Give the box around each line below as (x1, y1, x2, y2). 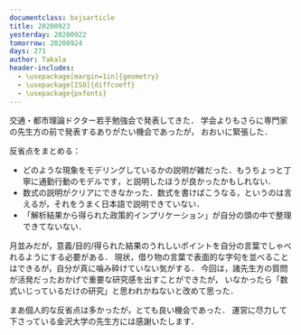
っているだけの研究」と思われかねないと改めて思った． (33, 285, 239, 296)
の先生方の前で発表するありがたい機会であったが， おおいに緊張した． (9, 126, 273, 136)
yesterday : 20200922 (9, 30, 88, 39)
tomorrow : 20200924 (9, 38, 83, 48)
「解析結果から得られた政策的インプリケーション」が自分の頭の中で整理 (22, 209, 292, 220)
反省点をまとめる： (9, 145, 81, 156)
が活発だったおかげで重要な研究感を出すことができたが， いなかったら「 (9, 274, 281, 284)
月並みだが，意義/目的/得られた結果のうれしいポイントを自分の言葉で (9, 240, 268, 251)
